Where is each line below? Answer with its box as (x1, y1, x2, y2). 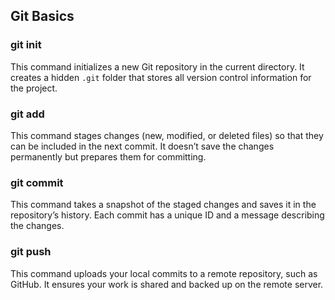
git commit (10, 175, 64, 189)
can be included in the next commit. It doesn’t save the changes (10, 140, 275, 152)
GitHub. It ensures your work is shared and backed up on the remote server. (10, 278, 324, 290)
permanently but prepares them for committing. (10, 150, 207, 163)
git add (10, 107, 45, 121)
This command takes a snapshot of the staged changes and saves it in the (10, 199, 317, 211)
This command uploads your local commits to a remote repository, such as (10, 267, 318, 279)
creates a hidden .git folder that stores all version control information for (10, 71, 312, 83)
